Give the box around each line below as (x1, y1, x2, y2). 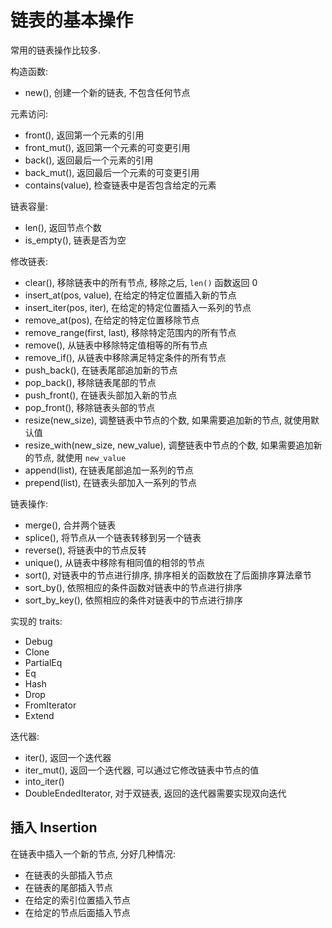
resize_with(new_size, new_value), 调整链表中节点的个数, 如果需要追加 (24, 439, 314, 451)
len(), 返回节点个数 (24, 221, 102, 233)
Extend (24, 709, 55, 721)
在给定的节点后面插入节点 (24, 906, 131, 918)
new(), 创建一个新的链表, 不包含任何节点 (24, 86, 191, 98)
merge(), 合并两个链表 (24, 519, 117, 531)
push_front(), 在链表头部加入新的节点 (24, 389, 178, 401)
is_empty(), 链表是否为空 (24, 234, 127, 246)
